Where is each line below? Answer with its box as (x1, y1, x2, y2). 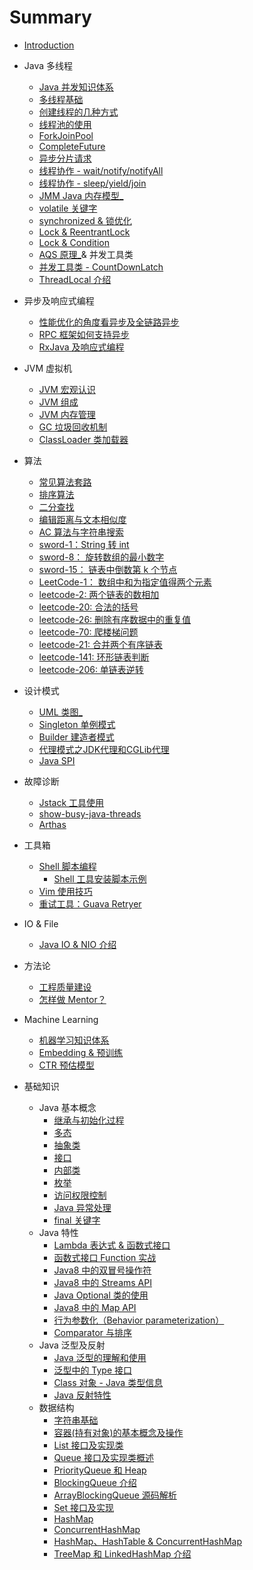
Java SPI (38, 754, 76, 766)
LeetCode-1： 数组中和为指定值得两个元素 (38, 576, 212, 588)
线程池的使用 (38, 118, 92, 130)
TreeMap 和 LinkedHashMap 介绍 (53, 1547, 192, 1560)
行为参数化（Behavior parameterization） (53, 1314, 225, 1326)
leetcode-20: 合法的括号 (38, 601, 139, 613)
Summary (9, 6, 92, 29)
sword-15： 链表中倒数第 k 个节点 (38, 563, 178, 575)
